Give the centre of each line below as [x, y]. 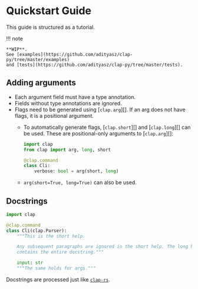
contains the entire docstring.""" [60, 252]
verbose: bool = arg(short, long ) [77, 171]
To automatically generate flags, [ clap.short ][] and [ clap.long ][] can [107, 127]
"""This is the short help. [51, 236]
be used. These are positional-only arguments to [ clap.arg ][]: [98, 133]
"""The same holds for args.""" [56, 268]
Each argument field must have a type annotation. [75, 97]
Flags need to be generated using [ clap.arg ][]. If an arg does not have [100, 109]
